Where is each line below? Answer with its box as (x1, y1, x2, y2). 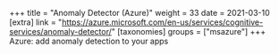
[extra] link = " (9, 17, 63, 27)
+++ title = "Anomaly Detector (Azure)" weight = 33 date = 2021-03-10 (9, 8, 270, 18)
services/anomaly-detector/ (9, 27, 112, 36)
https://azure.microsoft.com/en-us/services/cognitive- (61, 17, 264, 27)
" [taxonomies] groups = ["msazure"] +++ (111, 27, 266, 36)
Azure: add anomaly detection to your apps (9, 35, 169, 46)
